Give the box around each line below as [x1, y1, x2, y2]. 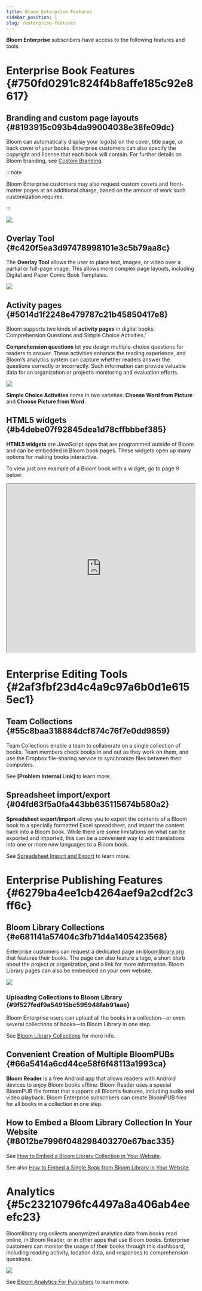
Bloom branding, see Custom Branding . [6, 157, 103, 165]
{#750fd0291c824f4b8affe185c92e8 [6, 76, 194, 90]
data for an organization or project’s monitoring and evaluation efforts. [6, 369, 179, 376]
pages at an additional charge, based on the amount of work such [23, 187, 186, 194]
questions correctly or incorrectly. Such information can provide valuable [6, 362, 186, 369]
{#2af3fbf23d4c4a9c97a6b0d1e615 [6, 681, 190, 694]
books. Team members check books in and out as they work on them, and [6, 748, 189, 755]
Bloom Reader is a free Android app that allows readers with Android [6, 1075, 176, 1082]
